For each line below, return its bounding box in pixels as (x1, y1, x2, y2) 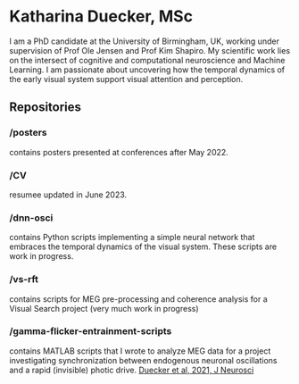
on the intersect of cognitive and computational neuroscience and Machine (9, 54, 286, 65)
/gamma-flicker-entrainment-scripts (9, 325, 172, 338)
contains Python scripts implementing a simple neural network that (9, 232, 255, 243)
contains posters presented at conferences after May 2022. (9, 146, 229, 157)
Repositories (9, 100, 82, 115)
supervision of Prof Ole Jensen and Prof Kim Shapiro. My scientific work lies (9, 45, 291, 55)
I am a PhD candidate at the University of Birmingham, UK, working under (9, 36, 279, 46)
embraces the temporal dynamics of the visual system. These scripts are (9, 241, 278, 252)
